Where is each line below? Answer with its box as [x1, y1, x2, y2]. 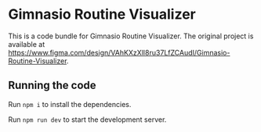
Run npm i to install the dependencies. [8, 99, 132, 109]
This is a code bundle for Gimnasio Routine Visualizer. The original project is [8, 31, 254, 41]
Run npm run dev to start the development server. [8, 115, 167, 124]
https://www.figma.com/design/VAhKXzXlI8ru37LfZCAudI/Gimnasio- [8, 48, 230, 57]
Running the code [8, 79, 96, 92]
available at [8, 39, 45, 48]
